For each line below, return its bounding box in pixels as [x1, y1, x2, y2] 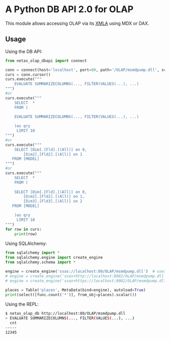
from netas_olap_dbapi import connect [5, 58, 87, 63]
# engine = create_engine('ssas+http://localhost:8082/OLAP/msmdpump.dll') [5, 273, 168, 279]
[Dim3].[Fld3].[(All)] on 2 [23, 199, 82, 204]
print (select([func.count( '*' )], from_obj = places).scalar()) [5, 292, 137, 297]
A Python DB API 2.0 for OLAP [5, 4, 134, 15]
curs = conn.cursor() [5, 72, 51, 77]
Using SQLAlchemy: [5, 240, 47, 246]
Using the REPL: [5, 301, 39, 307]
